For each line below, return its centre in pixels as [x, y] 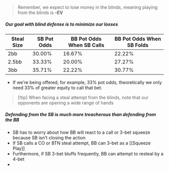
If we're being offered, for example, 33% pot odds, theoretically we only [87, 82]
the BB [12, 120]
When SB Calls [86, 45]
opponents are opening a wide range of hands [66, 103]
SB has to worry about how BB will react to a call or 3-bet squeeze [81, 132]
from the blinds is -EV [40, 13]
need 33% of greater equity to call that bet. [57, 88]
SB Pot [45, 39]
